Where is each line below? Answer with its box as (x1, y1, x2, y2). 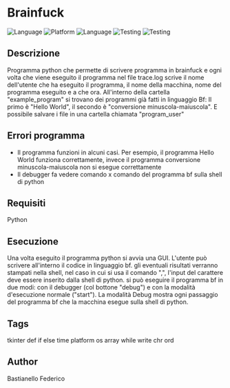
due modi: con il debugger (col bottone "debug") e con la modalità (7, 283, 196, 292)
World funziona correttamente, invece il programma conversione (17, 155, 201, 163)
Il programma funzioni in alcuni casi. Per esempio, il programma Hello (17, 148, 215, 156)
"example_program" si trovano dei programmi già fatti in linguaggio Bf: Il (7, 95, 212, 103)
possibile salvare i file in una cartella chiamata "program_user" (7, 110, 185, 118)
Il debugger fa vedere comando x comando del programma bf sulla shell (17, 170, 222, 178)
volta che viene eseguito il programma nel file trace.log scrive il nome (7, 73, 205, 81)
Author (7, 356, 38, 368)
